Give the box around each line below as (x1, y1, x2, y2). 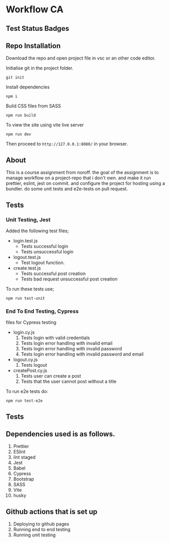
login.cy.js (13, 329, 35, 335)
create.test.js (13, 265, 41, 271)
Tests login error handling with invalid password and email (20, 351, 144, 358)
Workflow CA (6, 4, 63, 15)
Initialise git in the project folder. (6, 65, 74, 71)
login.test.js (13, 237, 38, 244)
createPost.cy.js (13, 367, 48, 373)
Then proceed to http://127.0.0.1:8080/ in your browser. (6, 141, 129, 147)
